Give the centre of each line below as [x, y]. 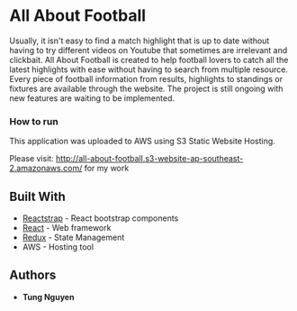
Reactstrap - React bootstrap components [100, 218]
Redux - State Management [73, 238]
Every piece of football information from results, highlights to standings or [146, 78]
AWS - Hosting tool [58, 247]
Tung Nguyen [48, 297]
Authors [33, 275]
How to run [34, 121]
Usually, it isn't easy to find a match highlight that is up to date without [139, 41]
